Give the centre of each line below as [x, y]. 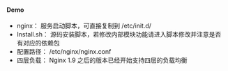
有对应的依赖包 [38, 43]
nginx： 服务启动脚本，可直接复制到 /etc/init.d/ [84, 26]
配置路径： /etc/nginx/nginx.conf [64, 52]
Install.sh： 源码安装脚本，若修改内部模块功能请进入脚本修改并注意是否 [119, 34]
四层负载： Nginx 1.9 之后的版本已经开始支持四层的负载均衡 [102, 60]
